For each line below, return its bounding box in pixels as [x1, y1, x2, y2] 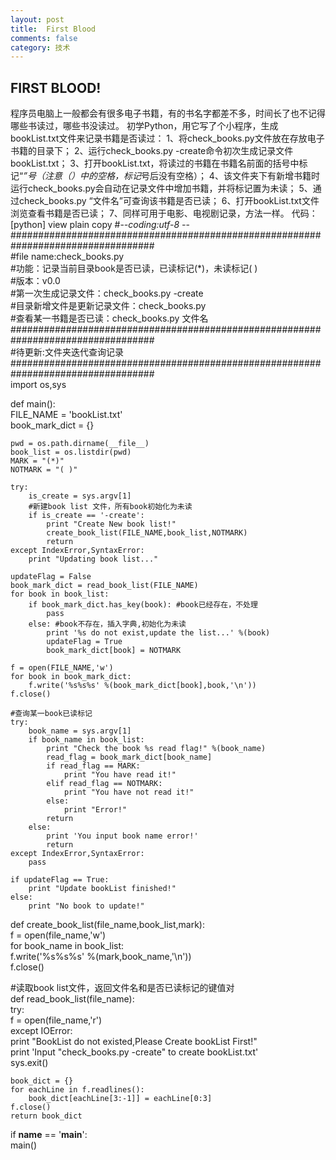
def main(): [10, 398, 56, 410]
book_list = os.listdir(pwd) [10, 447, 132, 458]
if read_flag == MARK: [46, 761, 141, 771]
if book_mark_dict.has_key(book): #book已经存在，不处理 [28, 600, 258, 610]
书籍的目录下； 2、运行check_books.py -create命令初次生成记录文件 [10, 145, 294, 157]
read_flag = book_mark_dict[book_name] [46, 752, 213, 763]
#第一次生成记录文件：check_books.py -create [10, 287, 204, 300]
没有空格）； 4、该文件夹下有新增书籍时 [158, 170, 320, 182]
